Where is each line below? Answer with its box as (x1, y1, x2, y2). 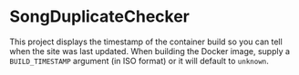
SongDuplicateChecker (9, 6, 190, 27)
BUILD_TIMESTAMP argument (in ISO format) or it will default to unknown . (9, 55, 269, 66)
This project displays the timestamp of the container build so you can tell (9, 36, 283, 47)
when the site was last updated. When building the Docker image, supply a (9, 45, 290, 56)
